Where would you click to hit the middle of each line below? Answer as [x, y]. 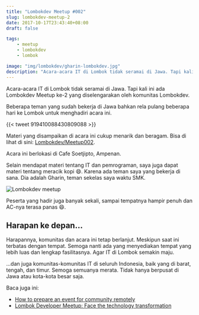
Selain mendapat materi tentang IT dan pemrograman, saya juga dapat [92, 165]
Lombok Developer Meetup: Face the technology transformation [93, 306]
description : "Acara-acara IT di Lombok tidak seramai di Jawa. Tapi [94, 72]
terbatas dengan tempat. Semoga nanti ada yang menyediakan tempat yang [99, 246]
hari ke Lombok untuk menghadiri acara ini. [59, 113]
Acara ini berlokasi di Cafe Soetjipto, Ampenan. [64, 153]
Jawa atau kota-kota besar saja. [45, 276]
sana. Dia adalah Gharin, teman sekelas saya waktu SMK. [76, 177]
